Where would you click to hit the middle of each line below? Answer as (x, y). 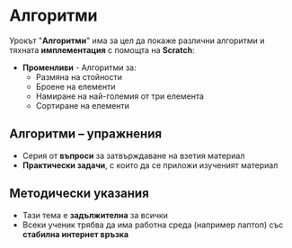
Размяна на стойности (79, 76)
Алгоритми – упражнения (86, 134)
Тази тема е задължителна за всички (95, 215)
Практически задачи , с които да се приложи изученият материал (150, 165)
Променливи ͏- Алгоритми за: (79, 67)
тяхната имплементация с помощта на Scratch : (102, 49)
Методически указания (80, 194)
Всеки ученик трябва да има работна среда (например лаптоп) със (153, 225)
